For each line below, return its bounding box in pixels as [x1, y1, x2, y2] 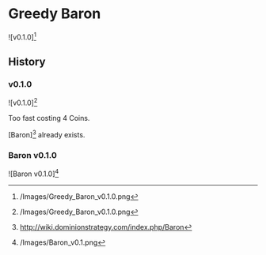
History [8, 54, 46, 68]
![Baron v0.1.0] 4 [8, 167, 59, 178]
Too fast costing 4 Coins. [8, 113, 90, 122]
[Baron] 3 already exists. [8, 128, 85, 139]
